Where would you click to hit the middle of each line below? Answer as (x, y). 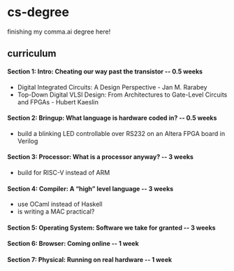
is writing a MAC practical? (56, 211)
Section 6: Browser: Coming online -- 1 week (73, 244)
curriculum (32, 54)
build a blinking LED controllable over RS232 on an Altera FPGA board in (121, 133)
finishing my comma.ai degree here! (59, 32)
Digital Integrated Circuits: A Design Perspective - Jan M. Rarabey (112, 87)
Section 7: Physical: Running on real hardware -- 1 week (90, 259)
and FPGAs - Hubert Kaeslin (58, 102)
